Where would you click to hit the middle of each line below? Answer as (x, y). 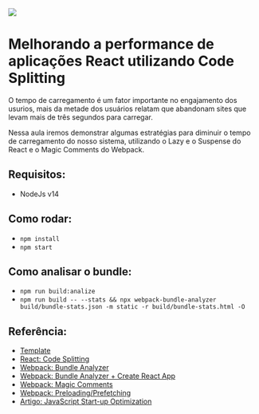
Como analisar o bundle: (70, 272)
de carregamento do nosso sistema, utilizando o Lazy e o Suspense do (125, 141)
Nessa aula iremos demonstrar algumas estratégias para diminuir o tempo (129, 132)
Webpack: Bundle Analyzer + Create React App (98, 376)
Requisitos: (37, 175)
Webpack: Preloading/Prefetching (75, 393)
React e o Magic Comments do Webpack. (77, 149)
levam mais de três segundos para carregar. (80, 117)
